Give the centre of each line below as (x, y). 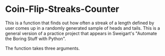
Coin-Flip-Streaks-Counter (62, 9)
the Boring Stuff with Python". (36, 39)
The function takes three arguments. (42, 48)
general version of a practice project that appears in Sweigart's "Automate (81, 33)
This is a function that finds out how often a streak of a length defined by (80, 23)
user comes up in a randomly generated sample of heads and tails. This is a (83, 28)
